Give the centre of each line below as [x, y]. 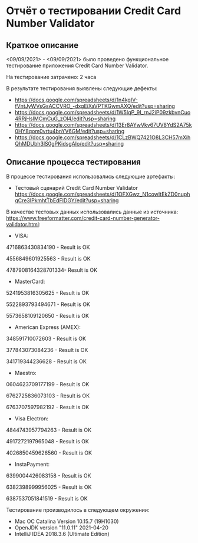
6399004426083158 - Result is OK [49, 475]
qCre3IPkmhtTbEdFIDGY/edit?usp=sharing [67, 200]
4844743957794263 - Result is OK [49, 430]
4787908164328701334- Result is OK [52, 270]
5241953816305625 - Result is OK [48, 292]
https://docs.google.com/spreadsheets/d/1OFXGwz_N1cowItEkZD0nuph [102, 194]
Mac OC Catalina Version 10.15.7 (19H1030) [67, 521]
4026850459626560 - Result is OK [49, 453]
